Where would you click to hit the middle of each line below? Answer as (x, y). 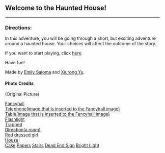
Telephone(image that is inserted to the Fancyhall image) (63, 109)
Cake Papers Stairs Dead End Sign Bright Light (52, 145)
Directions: (19, 27)
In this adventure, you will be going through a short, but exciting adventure (81, 38)
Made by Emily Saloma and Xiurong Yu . (45, 72)
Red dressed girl (22, 135)
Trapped (14, 125)
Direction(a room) (23, 130)
